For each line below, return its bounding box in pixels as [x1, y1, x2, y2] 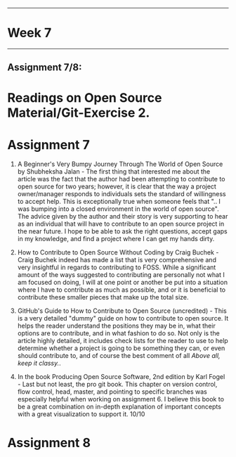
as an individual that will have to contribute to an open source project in [17, 219, 225, 228]
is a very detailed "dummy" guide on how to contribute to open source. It [17, 314, 229, 323]
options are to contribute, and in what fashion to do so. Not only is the [17, 329, 220, 337]
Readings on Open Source [7, 89, 162, 105]
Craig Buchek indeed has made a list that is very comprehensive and [17, 256, 216, 264]
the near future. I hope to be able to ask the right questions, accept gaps [17, 227, 228, 236]
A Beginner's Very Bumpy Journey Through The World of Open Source [17, 160, 223, 169]
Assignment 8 [7, 435, 91, 451]
